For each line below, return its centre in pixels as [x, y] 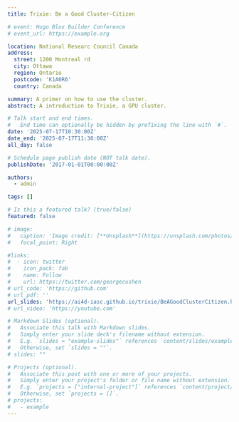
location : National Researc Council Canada [73, 46]
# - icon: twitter [36, 262]
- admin [25, 184]
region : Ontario [38, 73]
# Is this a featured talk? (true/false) [70, 210]
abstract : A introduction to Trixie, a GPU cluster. [87, 105]
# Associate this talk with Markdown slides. [79, 328]
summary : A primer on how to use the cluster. [78, 99]
